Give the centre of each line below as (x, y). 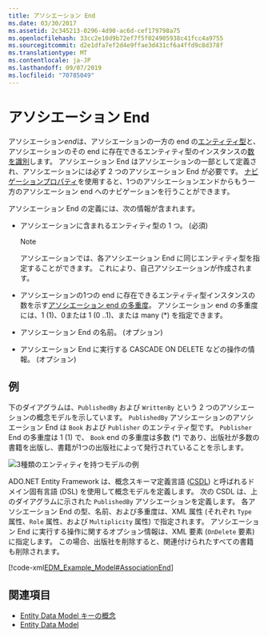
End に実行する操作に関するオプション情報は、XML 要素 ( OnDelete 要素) (136, 532)
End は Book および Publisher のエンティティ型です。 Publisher (148, 427)
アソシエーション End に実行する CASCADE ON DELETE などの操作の (134, 349)
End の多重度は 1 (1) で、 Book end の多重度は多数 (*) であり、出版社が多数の (134, 437)
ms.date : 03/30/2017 (43, 23)
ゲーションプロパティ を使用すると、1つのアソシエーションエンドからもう (128, 181)
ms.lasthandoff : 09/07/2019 (55, 68)
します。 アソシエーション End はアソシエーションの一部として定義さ (143, 161)
